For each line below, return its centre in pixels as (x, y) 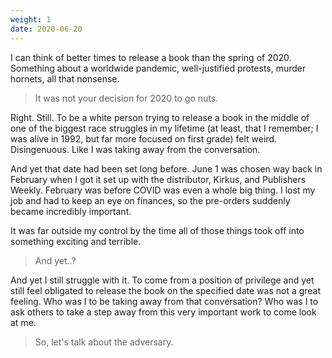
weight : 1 (31, 19)
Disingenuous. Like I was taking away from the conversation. (135, 149)
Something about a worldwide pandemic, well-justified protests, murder (158, 68)
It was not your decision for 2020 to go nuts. (126, 98)
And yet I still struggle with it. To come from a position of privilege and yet (162, 280)
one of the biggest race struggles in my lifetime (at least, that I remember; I (164, 128)
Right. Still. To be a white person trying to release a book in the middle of (160, 117)
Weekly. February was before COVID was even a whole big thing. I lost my (163, 190)
